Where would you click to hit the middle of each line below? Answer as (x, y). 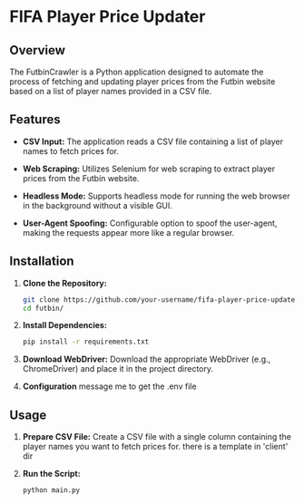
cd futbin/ (43, 308)
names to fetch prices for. (71, 150)
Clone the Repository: (64, 283)
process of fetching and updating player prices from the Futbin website (142, 82)
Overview (38, 50)
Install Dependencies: (64, 325)
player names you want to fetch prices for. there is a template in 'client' (155, 447)
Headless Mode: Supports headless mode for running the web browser (156, 196)
